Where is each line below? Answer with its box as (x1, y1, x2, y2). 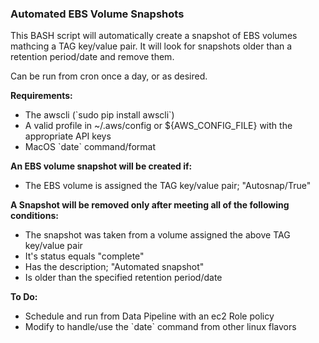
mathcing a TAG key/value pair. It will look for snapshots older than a (10, 40, 293, 52)
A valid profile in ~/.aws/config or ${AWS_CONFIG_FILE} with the (24, 120, 293, 132)
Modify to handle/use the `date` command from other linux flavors (24, 321, 297, 333)
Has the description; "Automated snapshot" (24, 261, 205, 273)
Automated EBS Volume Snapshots (10, 7, 185, 21)
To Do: (10, 291, 38, 303)
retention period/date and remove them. (10, 51, 175, 63)
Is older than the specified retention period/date (24, 272, 223, 284)
